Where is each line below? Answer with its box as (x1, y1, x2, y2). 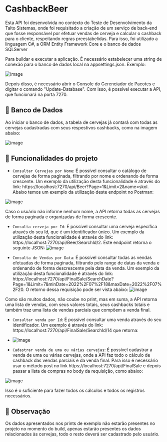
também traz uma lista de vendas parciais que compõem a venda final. (5, 307, 151, 313)
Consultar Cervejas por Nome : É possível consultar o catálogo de (12, 168, 146, 174)
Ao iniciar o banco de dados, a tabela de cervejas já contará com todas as (5, 119, 158, 125)
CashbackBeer (5, 3, 68, 15)
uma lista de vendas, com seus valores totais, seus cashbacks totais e (5, 302, 150, 308)
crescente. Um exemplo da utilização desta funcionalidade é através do (12, 178, 160, 184)
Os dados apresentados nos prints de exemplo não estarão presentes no (5, 420, 155, 426)
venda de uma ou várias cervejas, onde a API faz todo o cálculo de (12, 352, 150, 358)
